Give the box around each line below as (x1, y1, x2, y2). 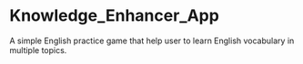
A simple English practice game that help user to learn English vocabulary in (9, 35, 295, 46)
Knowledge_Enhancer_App (9, 5, 220, 26)
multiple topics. (9, 44, 67, 55)
